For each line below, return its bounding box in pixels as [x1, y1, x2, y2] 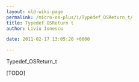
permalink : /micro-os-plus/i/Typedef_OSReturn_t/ [6, 14, 134, 20]
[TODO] [6, 69, 26, 77]
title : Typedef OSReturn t [6, 20, 74, 26]
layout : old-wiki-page [6, 8, 63, 15]
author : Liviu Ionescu [6, 25, 63, 32]
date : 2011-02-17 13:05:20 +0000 [6, 37, 90, 42]
